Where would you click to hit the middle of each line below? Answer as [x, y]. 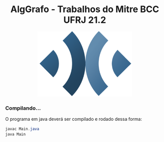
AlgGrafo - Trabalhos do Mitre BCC [85, 9]
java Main [16, 134]
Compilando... [23, 108]
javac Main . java [22, 129]
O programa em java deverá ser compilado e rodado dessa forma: [74, 119]
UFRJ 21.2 [85, 20]
